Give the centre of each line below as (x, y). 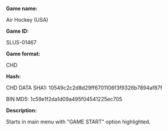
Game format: (23, 54)
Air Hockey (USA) (27, 20)
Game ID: (17, 31)
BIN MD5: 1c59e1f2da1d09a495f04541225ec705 (64, 99)
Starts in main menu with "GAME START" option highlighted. (78, 122)
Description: (21, 110)
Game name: (22, 8)
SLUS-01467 (21, 42)
